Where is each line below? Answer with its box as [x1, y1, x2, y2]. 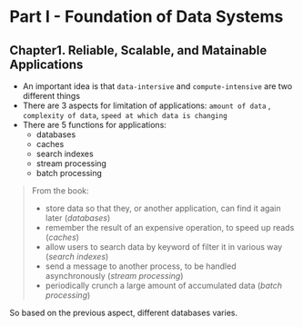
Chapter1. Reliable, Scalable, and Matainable [9, 43, 268, 58]
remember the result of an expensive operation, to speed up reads [45, 223, 295, 233]
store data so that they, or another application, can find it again [45, 203, 281, 213]
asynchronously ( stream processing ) [45, 271, 184, 281]
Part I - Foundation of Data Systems [9, 6, 284, 27]
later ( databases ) [45, 213, 111, 223]
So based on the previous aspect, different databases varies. [9, 307, 238, 318]
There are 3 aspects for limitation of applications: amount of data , [22, 100, 271, 111]
